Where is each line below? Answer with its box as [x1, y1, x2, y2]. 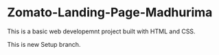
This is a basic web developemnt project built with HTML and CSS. [7, 27, 196, 35]
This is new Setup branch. [7, 40, 81, 48]
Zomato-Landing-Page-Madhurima [7, 5, 213, 20]
